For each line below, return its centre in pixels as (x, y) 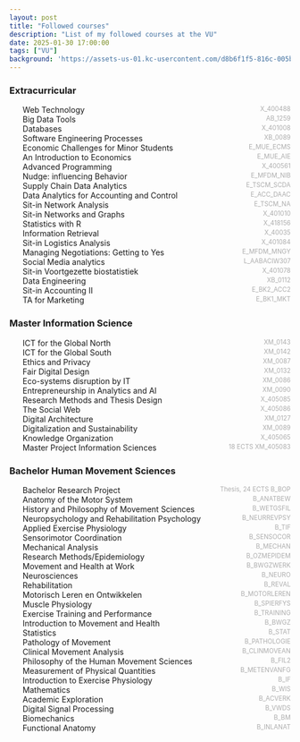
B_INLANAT (274, 727)
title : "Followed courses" (59, 26)
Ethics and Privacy (56, 362)
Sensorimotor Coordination (72, 537)
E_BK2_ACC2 (271, 290)
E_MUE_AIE (274, 157)
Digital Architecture (58, 419)
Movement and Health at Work (79, 566)
